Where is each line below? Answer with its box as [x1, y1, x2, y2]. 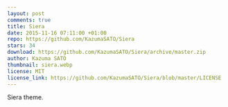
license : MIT [7, 68, 45, 75]
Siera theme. [7, 93, 44, 101]
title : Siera [7, 23, 45, 30]
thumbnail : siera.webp [7, 61, 73, 68]
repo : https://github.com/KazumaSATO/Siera [7, 36, 135, 43]
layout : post [7, 10, 45, 17]
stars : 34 [7, 42, 36, 49]
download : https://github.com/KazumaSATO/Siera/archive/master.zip [7, 49, 207, 56]
